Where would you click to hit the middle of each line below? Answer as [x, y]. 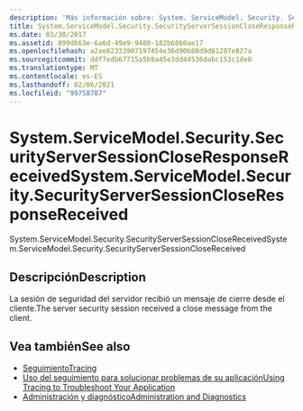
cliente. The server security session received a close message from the [141, 308]
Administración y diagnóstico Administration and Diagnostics [134, 397]
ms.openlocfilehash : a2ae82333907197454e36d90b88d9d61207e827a [131, 51]
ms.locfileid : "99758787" [58, 93]
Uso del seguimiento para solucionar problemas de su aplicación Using [154, 378]
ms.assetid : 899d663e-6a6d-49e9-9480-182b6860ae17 [106, 43]
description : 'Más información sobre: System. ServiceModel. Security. [147, 18]
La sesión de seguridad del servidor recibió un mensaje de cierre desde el [147, 299]
